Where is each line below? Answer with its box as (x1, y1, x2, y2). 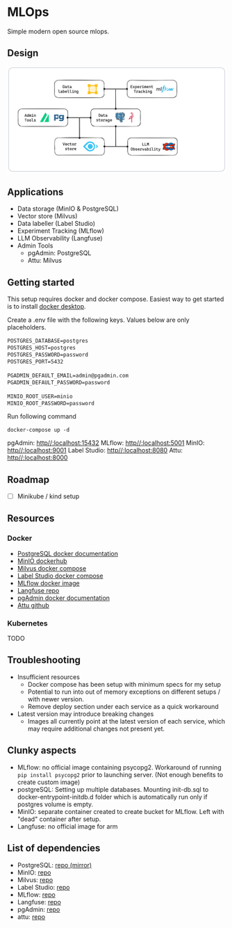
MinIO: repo (17, 868, 51, 877)
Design (7, 47, 39, 59)
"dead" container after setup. (17, 815, 101, 823)
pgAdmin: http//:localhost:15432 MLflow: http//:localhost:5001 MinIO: (7, 439, 205, 447)
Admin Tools (17, 241, 53, 250)
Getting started (7, 276, 75, 288)
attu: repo (17, 912, 46, 921)
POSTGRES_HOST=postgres (7, 345, 76, 352)
